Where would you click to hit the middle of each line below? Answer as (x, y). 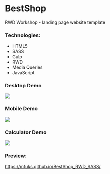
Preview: (16, 156)
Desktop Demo (23, 86)
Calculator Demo (26, 132)
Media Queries (27, 67)
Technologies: (23, 35)
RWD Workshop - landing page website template (55, 22)
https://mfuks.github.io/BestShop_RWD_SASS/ (53, 167)
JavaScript (23, 73)
